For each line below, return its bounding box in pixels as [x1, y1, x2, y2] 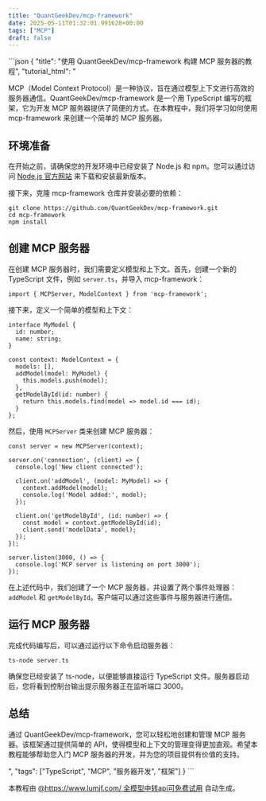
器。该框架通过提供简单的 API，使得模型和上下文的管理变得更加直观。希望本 [8, 739, 258, 749]
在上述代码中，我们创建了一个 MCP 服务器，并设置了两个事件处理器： [8, 582, 237, 592]
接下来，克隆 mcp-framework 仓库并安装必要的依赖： [8, 189, 184, 198]
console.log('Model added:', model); [22, 491, 148, 499]
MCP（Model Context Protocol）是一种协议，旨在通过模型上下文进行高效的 [8, 84, 255, 93]
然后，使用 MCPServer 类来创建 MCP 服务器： [8, 426, 155, 436]
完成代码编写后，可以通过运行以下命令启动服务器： [8, 640, 175, 650]
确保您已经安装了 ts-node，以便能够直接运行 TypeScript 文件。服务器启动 [8, 671, 250, 681]
